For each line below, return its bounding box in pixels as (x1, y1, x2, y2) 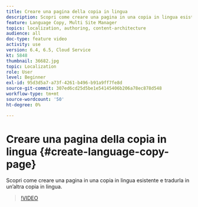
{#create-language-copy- (39, 145, 169, 158)
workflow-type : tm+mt (6, 91, 60, 97)
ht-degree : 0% (6, 101, 41, 108)
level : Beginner (6, 74, 46, 80)
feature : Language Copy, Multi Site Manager (6, 19, 117, 25)
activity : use (6, 42, 41, 48)
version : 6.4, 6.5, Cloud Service (6, 47, 91, 53)
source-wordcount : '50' (6, 96, 65, 102)
